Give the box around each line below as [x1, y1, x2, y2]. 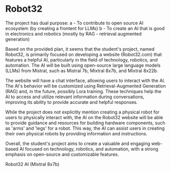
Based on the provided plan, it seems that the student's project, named [5, 46, 155, 52]
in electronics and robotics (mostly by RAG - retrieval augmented [5, 31, 142, 37]
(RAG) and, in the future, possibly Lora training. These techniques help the [5, 88, 162, 94]
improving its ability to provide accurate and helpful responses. [5, 99, 138, 105]
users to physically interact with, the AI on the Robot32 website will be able [5, 114, 163, 120]
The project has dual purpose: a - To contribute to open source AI [5, 20, 144, 26]
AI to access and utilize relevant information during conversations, [5, 94, 144, 100]
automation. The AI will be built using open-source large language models [5, 62, 161, 68]
